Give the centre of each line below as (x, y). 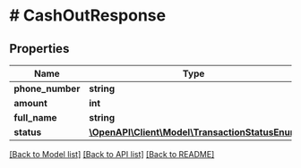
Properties (39, 49)
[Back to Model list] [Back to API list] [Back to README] (112, 154)
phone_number (47, 88)
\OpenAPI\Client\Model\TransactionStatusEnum (193, 132)
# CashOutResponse (88, 16)
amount (30, 103)
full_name (35, 118)
